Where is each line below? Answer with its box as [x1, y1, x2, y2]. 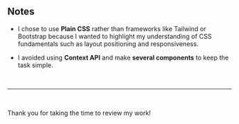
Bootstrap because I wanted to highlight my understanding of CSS [17, 32, 212, 40]
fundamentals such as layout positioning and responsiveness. [17, 39, 199, 48]
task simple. [17, 60, 53, 69]
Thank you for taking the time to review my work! [7, 108, 152, 117]
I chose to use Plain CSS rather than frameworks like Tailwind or [17, 24, 206, 33]
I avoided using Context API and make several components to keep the [17, 53, 229, 62]
